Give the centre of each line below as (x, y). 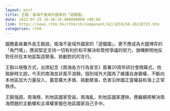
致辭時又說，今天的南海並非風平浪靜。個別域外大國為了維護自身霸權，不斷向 (85, 73)
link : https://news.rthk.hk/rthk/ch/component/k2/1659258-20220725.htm (82, 24)
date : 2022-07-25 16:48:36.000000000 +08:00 (53, 19)
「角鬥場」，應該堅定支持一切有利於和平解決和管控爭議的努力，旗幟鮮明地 (82, 50)
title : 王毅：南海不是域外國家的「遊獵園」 (45, 15)
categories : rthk (24, 29)
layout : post (19, 10)
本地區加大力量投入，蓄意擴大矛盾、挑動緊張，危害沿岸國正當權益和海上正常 (85, 80)
